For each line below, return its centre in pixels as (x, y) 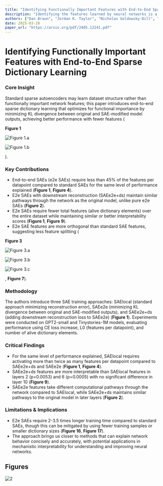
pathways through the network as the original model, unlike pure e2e (81, 200)
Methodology (21, 291)
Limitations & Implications (36, 410)
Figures (17, 467)
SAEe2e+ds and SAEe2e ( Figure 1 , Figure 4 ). (57, 366)
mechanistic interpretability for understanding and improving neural (79, 446)
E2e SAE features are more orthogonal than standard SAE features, (79, 226)
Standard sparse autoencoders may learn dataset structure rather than (76, 98)
